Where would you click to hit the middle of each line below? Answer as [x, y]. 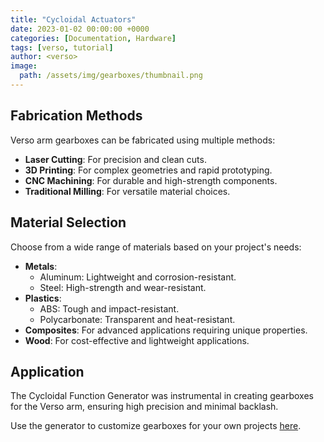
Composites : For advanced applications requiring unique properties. [166, 330]
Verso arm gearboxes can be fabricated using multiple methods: [143, 140]
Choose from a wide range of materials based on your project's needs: [156, 247]
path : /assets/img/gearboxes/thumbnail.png [111, 76]
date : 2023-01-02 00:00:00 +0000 [80, 29]
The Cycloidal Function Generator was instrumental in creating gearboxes [162, 396]
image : [24, 66]
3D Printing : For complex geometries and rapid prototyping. [148, 170]
